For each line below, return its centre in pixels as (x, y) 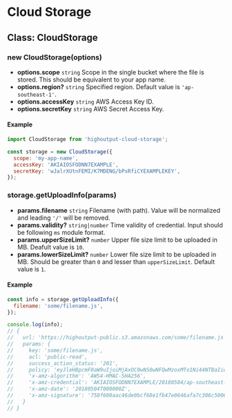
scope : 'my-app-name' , (46, 158)
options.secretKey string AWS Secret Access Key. (90, 108)
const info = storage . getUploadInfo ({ (63, 299)
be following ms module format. (61, 232)
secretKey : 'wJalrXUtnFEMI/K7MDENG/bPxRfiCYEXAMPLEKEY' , (97, 171)
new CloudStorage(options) (55, 57)
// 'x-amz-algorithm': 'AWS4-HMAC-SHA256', (77, 376)
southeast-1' (36, 95)
